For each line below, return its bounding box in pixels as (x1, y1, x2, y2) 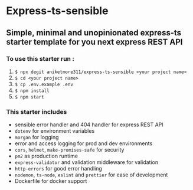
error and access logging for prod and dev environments (14, 140, 153, 147)
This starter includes (6, 107, 67, 116)
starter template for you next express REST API (6, 37, 183, 47)
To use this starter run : (6, 54, 75, 63)
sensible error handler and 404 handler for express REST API (14, 121, 163, 128)
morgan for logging (14, 134, 59, 141)
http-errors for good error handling (14, 165, 102, 172)
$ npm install (14, 87, 50, 94)
